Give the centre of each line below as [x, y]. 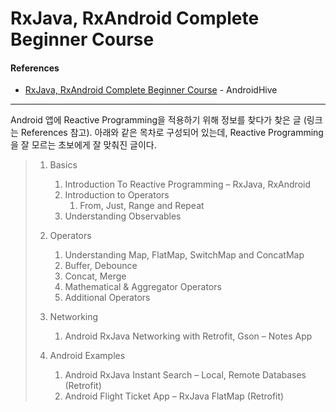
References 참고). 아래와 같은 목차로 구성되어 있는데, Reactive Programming [172, 133]
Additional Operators [107, 298]
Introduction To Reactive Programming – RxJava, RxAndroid [187, 184]
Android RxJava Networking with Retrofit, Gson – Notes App [188, 336]
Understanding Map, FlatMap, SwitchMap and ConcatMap [184, 255]
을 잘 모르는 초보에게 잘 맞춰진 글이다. [83, 145]
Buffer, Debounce [101, 266]
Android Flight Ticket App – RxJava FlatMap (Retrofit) [174, 396]
